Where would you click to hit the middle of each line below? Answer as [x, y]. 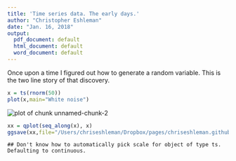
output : [19, 33]
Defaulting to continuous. [47, 151]
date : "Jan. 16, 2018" [40, 27]
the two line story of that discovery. [59, 80]
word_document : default [48, 53]
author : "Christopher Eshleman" [54, 20]
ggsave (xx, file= [31, 132]
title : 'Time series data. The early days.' [73, 14]
